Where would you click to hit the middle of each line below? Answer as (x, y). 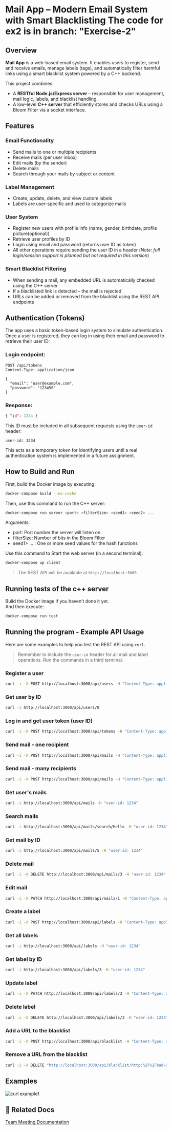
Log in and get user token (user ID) (49, 721)
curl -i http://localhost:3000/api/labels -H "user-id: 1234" (73, 946)
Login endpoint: (25, 355)
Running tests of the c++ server (57, 589)
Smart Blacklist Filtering (36, 269)
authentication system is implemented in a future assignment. (70, 455)
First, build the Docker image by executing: (50, 484)
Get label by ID (24, 959)
